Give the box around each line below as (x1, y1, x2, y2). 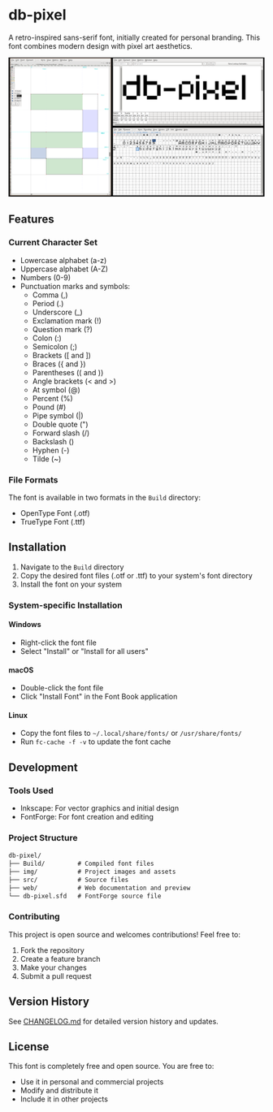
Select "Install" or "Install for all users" (19, 647, 149, 656)
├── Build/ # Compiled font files (8, 859, 154, 868)
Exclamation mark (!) (32, 315, 102, 326)
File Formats (8, 474, 58, 485)
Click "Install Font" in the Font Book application (19, 692, 178, 702)
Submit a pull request (19, 971, 92, 980)
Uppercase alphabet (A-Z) (19, 264, 108, 274)
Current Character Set (8, 237, 98, 249)
